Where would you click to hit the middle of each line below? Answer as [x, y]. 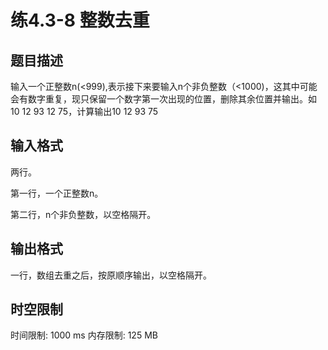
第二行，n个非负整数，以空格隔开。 [83, 214]
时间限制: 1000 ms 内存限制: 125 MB [84, 335]
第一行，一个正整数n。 [57, 193]
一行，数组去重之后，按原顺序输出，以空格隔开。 [111, 275]
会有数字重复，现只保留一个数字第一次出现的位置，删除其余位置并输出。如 [163, 99]
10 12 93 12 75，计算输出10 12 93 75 [84, 111]
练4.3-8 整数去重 [80, 20]
